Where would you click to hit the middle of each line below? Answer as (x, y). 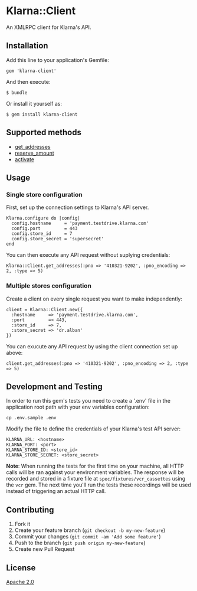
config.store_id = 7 (42, 234)
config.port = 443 (45, 228)
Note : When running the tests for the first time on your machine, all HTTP (95, 466)
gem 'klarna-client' (32, 71)
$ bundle (17, 93)
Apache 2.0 (20, 582)
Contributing (30, 510)
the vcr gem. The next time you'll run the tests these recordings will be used (99, 485)
